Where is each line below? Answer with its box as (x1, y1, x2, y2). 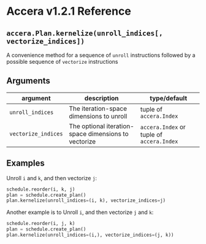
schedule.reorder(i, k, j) (6, 186, 75, 193)
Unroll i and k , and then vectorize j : (6, 174, 97, 181)
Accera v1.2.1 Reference (6, 4, 132, 18)
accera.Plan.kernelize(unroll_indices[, (6, 29, 164, 37)
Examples (6, 158, 45, 169)
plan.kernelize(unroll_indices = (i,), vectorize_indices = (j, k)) (6, 232, 174, 238)
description (84, 94, 119, 102)
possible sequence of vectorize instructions (6, 58, 118, 65)
